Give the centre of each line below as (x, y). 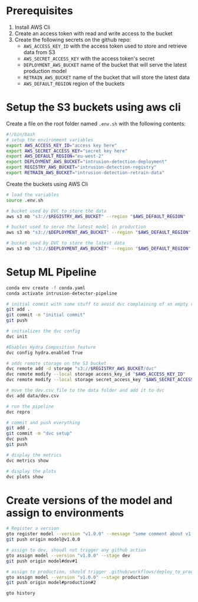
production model (45, 71)
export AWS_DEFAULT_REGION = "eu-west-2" (55, 156)
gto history (21, 593)
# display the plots (32, 471)
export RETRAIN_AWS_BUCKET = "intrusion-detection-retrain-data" (85, 173)
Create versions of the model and (89, 500)
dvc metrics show (27, 461)
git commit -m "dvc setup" (39, 434)
